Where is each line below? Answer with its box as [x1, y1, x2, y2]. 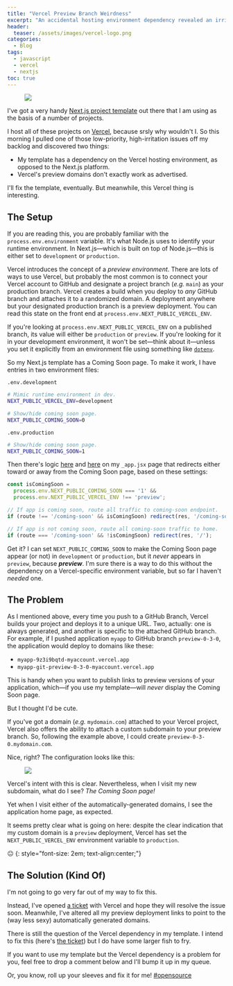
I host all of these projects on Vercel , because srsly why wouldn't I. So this [7, 128, 220, 136]
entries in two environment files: [7, 365, 99, 374]
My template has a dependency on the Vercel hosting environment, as [17, 155, 218, 164]
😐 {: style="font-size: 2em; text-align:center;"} [7, 849, 142, 858]
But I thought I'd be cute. [7, 704, 78, 713]
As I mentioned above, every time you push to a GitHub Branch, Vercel [7, 612, 209, 621]
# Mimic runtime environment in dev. [7, 391, 116, 399]
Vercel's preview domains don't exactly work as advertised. [17, 171, 189, 179]
